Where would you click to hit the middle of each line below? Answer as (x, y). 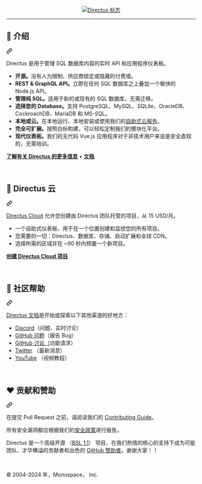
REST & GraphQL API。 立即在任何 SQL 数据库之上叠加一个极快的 (95, 83)
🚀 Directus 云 (31, 189)
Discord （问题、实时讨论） (48, 328)
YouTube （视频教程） (42, 358)
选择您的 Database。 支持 (46, 106)
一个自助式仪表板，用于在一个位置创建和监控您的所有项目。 (89, 228)
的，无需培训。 (33, 144)
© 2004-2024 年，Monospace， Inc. (52, 475)
